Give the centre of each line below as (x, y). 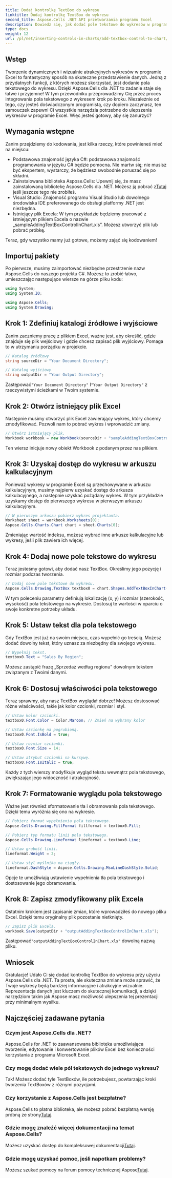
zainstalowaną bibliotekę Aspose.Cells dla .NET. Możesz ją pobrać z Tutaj (90, 186)
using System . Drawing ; (29, 307)
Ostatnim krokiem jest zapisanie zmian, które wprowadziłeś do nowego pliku (86, 911)
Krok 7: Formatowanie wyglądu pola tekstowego (84, 794)
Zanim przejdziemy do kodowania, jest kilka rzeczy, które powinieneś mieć (84, 144)
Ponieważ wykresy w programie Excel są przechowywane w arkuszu (78, 484)
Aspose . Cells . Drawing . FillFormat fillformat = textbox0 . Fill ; (73, 826)
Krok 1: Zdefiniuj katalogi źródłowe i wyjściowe (82, 323)
